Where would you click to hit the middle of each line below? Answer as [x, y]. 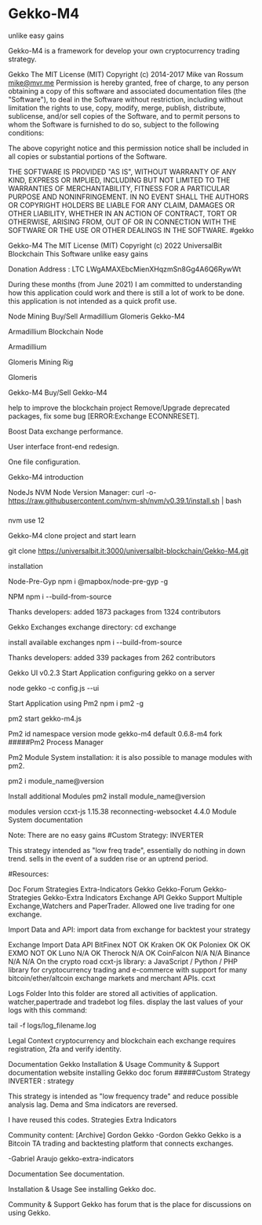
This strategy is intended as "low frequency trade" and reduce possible [124, 1096]
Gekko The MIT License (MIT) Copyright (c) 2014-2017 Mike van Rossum [126, 74]
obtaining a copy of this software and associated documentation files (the [127, 90]
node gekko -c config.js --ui [54, 688]
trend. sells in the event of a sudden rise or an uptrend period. [108, 859]
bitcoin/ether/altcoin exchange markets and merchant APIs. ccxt [112, 978]
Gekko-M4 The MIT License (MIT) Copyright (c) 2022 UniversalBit [115, 245]
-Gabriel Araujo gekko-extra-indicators [71, 1159]
